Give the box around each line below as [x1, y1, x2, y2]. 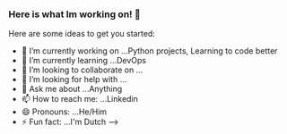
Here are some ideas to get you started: [8, 29, 156, 39]
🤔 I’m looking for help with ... [21, 74, 127, 85]
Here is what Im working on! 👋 [8, 8, 141, 21]
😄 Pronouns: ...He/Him [21, 106, 108, 117]
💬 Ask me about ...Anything [21, 84, 123, 95]
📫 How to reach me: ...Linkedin [21, 94, 138, 105]
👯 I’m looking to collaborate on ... [21, 64, 143, 75]
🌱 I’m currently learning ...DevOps [21, 55, 147, 66]
